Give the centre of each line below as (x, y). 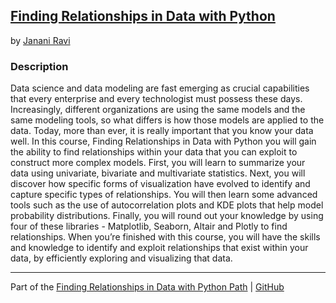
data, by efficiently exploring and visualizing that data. (121, 258)
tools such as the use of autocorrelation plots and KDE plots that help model (167, 205)
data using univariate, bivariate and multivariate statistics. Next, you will (158, 173)
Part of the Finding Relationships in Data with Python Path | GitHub (147, 287)
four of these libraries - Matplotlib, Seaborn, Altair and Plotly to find (149, 226)
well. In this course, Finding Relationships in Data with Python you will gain (163, 141)
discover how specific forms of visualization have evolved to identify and (160, 184)
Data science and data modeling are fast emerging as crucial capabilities (160, 88)
